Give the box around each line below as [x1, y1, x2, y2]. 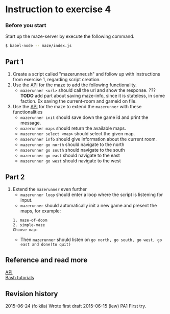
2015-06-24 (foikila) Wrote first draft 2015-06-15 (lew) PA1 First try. [5, 303, 147, 309]
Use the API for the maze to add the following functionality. [12, 82, 137, 88]
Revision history [5, 289, 58, 298]
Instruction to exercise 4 [5, 4, 111, 15]
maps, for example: [20, 208, 61, 214]
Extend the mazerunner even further [12, 186, 87, 192]
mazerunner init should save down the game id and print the [20, 114, 149, 120]
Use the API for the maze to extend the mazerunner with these [12, 104, 142, 110]
